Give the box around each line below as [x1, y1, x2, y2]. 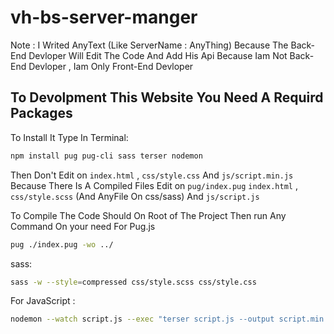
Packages [10, 105, 73, 122]
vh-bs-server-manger [10, 6, 198, 29]
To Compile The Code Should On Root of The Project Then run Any [10, 209, 287, 221]
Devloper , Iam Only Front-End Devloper [28, 60, 194, 72]
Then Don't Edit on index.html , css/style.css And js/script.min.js [10, 169, 294, 181]
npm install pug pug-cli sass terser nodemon [10, 151, 203, 161]
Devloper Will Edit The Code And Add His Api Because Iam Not [28, 49, 288, 61]
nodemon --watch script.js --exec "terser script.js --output [10, 314, 275, 325]
